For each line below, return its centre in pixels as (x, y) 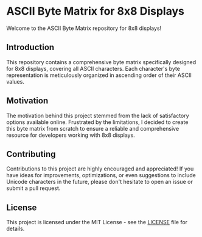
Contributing (31, 154)
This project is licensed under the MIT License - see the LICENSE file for (97, 222)
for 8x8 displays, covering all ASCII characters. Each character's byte (93, 68)
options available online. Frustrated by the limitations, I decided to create (97, 122)
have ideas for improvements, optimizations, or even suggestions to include (101, 175)
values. (15, 81)
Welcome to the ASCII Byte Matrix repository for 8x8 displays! (84, 28)
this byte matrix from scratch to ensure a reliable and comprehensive (93, 128)
